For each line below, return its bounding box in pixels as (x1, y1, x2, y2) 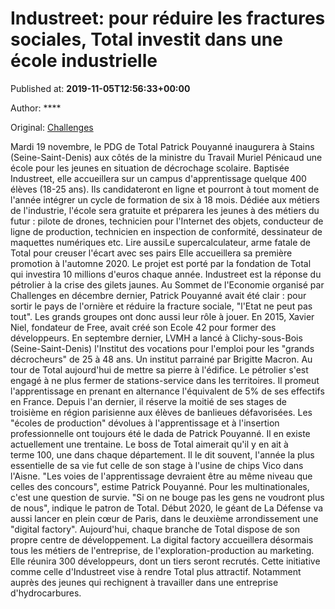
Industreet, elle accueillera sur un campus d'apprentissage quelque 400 (10, 172, 307, 184)
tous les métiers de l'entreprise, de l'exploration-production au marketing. (10, 544, 315, 556)
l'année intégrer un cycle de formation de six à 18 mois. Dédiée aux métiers (10, 193, 320, 206)
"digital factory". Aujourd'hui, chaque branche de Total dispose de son (10, 523, 301, 535)
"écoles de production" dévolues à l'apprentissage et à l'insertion (10, 417, 280, 429)
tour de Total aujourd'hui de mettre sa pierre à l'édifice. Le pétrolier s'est (10, 363, 309, 376)
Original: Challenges (10, 121, 94, 133)
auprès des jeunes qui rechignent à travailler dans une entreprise (10, 576, 279, 588)
